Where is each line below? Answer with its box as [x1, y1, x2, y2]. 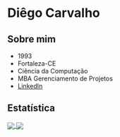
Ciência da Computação [17, 67, 88, 75]
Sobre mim [7, 33, 56, 45]
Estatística [7, 102, 55, 114]
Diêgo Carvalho [7, 5, 100, 21]
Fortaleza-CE [17, 59, 56, 68]
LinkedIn [17, 82, 43, 90]
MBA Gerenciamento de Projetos [17, 74, 113, 83]
